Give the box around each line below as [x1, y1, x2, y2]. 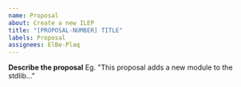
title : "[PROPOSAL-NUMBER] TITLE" [8, 26, 124, 34]
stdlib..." [8, 71, 36, 81]
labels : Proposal [8, 33, 66, 42]
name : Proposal [8, 11, 59, 20]
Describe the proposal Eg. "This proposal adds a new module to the [8, 62, 233, 72]
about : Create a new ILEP [8, 19, 94, 27]
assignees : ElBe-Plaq [8, 41, 81, 49]
